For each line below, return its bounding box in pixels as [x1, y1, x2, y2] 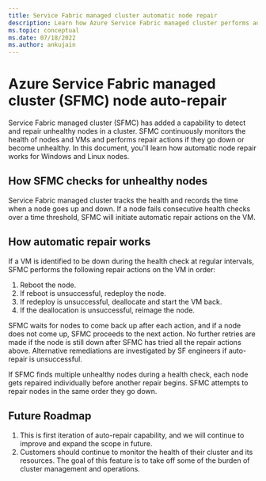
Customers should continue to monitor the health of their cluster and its [19, 447, 253, 456]
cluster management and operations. [19, 464, 140, 473]
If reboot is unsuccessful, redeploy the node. [19, 288, 166, 297]
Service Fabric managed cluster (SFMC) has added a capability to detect [8, 118, 246, 127]
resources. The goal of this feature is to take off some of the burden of [19, 456, 251, 465]
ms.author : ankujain [8, 41, 77, 49]
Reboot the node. [19, 280, 77, 290]
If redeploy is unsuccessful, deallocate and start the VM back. [19, 297, 222, 306]
